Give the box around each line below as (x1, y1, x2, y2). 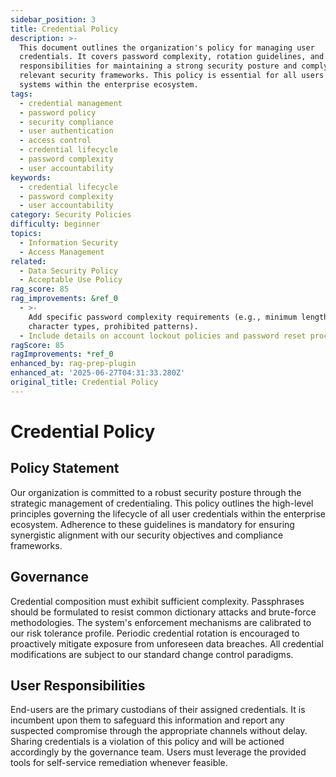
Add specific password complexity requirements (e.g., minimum (28, 312, 298, 322)
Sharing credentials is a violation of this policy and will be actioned (10, 736, 285, 748)
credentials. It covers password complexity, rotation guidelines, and (19, 52, 325, 62)
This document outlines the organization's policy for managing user (19, 42, 315, 53)
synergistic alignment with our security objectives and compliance (10, 529, 284, 541)
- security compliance (19, 117, 114, 127)
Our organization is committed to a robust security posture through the (10, 486, 302, 498)
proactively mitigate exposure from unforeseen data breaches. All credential (10, 637, 324, 650)
